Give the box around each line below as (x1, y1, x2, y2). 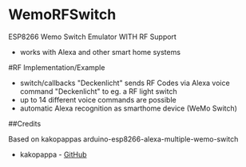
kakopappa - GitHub (19, 150, 87, 159)
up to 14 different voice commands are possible (19, 95, 177, 104)
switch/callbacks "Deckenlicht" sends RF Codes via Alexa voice (19, 78, 230, 87)
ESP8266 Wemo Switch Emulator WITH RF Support (8, 32, 177, 41)
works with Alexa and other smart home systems (19, 47, 181, 56)
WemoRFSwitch (8, 6, 117, 24)
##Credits (8, 118, 42, 128)
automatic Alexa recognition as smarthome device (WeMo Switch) (19, 103, 238, 113)
